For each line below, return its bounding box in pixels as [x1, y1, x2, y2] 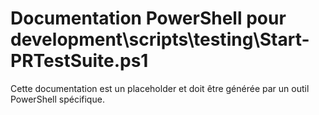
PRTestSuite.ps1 [10, 50, 149, 72]
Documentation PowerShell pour [10, 7, 287, 30]
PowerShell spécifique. [10, 93, 105, 105]
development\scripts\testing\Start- [10, 28, 310, 51]
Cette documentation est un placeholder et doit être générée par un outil [10, 82, 310, 94]
